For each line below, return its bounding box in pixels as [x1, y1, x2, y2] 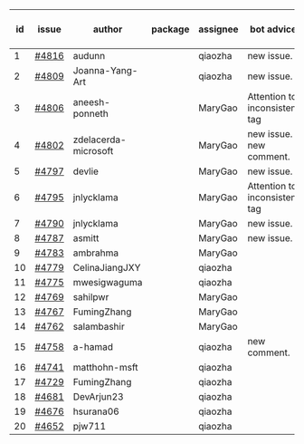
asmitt [72, 232, 100, 244]
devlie [72, 165, 100, 178]
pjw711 [72, 420, 107, 432]
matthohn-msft [72, 362, 138, 373]
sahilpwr [72, 291, 109, 303]
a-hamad [72, 341, 113, 352]
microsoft [72, 145, 114, 157]
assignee [198, 23, 239, 35]
